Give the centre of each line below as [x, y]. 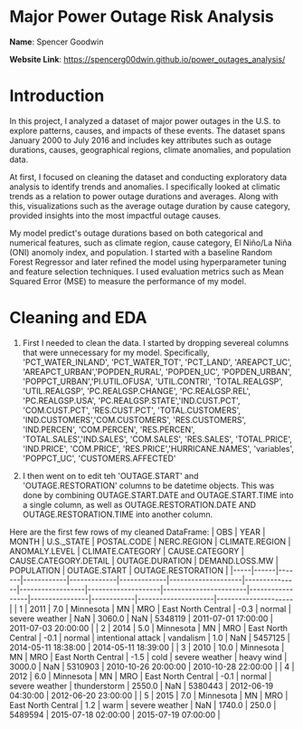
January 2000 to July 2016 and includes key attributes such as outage [141, 140]
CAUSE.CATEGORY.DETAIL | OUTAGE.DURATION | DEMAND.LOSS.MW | [144, 561]
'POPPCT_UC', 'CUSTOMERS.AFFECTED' [99, 458]
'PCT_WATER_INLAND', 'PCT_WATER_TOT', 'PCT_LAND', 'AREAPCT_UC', [157, 362]
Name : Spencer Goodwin [57, 42]
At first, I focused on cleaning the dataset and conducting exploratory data [148, 177]
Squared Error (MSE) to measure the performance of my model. [128, 281]
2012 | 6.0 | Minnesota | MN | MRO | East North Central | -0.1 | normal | [141, 676]
